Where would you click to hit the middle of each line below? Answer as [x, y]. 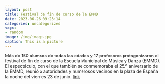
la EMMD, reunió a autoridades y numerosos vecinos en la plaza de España [82, 71]
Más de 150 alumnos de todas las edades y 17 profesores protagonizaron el [82, 56]
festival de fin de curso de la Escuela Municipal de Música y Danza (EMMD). [83, 61]
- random [14, 32]
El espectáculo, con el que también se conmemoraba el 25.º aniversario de [82, 66]
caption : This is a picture [34, 42]
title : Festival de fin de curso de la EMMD [52, 14]
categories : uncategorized [33, 23]
